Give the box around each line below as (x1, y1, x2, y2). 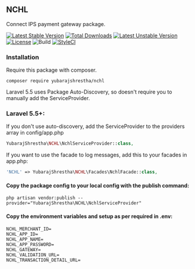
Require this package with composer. (6, 66, 97, 73)
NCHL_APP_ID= (6, 231, 39, 237)
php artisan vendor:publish (6, 195, 76, 201)
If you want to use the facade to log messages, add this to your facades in (6, 151, 187, 159)
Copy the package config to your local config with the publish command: (6, 182, 190, 189)
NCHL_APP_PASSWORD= (6, 241, 55, 248)
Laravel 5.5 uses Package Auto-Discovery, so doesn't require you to (6, 88, 172, 95)
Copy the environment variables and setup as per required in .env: (6, 213, 173, 220)
